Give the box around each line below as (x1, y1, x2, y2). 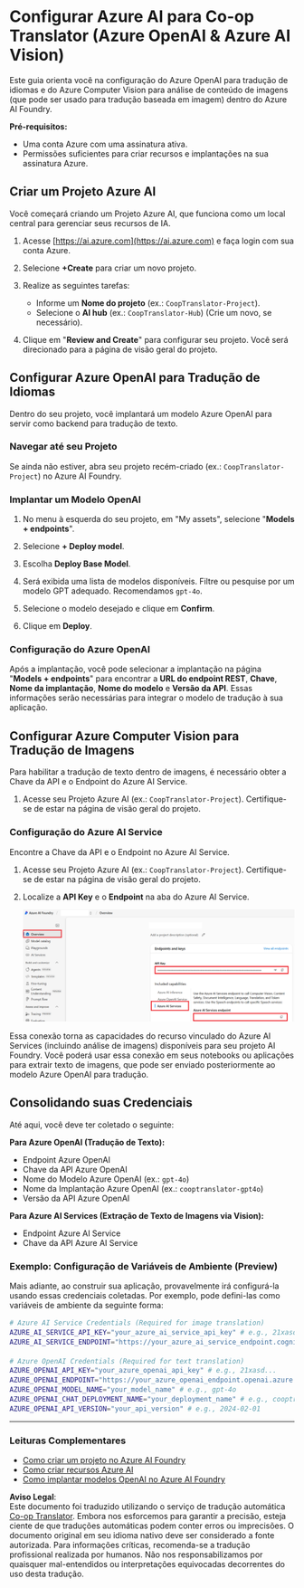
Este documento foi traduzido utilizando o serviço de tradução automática (9, 1501, 286, 1512)
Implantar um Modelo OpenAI (9, 493, 142, 506)
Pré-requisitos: (9, 120, 68, 132)
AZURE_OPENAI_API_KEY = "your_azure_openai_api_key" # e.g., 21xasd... (9, 1366, 278, 1375)
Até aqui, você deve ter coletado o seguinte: (9, 1119, 175, 1130)
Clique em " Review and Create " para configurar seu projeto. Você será (22, 334, 289, 345)
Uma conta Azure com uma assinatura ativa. (22, 138, 188, 149)
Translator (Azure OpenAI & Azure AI (9, 25, 291, 46)
